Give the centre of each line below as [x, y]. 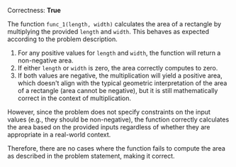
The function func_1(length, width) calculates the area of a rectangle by [114, 24]
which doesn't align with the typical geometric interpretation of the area [122, 83]
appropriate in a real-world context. [59, 135]
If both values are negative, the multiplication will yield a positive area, [120, 75]
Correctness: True [34, 10]
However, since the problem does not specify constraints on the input [109, 112]
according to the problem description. [63, 39]
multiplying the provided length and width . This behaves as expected [108, 32]
